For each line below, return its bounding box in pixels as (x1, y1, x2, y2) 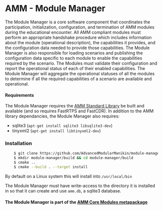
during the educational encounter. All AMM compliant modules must (5, 29, 141, 35)
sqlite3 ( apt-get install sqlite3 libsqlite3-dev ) (12, 122, 113, 129)
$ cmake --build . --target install (14, 165, 88, 170)
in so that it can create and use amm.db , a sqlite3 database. (5, 188, 121, 193)
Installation (5, 140, 33, 147)
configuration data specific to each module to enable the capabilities (5, 55, 142, 61)
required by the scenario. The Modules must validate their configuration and (5, 60, 158, 66)
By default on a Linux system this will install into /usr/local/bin (5, 173, 132, 179)
